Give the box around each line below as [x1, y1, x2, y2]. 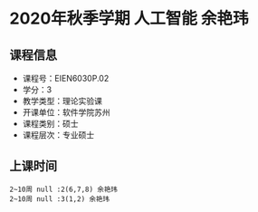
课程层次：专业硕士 [22, 130, 95, 140]
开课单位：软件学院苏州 [22, 107, 110, 118]
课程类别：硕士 [22, 119, 79, 129]
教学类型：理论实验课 [22, 96, 102, 106]
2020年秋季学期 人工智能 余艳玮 [9, 8, 249, 29]
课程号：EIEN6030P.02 [22, 73, 110, 83]
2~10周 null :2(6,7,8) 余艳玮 [9, 185, 118, 194]
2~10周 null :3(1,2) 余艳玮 [9, 194, 110, 204]
